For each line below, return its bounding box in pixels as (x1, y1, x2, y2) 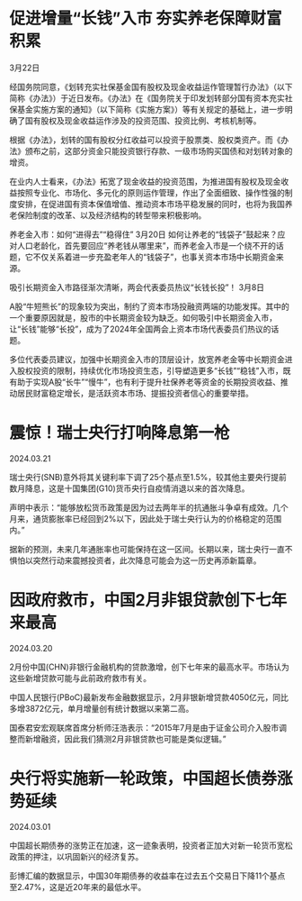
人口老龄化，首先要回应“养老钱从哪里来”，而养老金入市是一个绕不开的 (16, 240, 277, 250)
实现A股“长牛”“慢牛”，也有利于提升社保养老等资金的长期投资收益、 (32, 376, 281, 387)
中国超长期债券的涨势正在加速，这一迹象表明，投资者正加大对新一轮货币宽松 (9, 840, 293, 851)
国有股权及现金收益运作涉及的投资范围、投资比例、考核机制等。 (24, 114, 262, 126)
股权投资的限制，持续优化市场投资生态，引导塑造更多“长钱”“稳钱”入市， (16, 365, 283, 376)
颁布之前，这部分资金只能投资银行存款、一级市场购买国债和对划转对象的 (24, 145, 293, 156)
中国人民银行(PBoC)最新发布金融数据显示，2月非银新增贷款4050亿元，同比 (9, 691, 289, 703)
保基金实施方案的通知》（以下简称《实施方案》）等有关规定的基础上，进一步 (9, 104, 285, 114)
